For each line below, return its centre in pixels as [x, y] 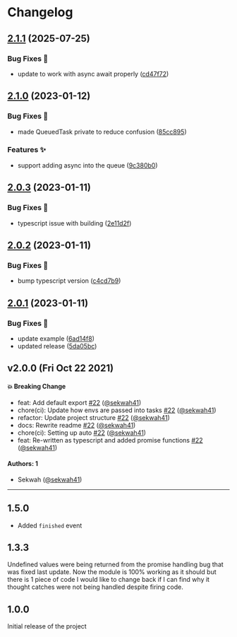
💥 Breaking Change [37, 386]
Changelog [40, 12]
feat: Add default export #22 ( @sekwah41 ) [79, 402]
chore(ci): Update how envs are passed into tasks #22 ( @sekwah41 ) [117, 410]
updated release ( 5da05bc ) [57, 346]
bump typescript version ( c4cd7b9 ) [69, 281]
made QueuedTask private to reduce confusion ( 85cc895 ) [102, 132]
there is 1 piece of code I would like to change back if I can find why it [109, 580]
